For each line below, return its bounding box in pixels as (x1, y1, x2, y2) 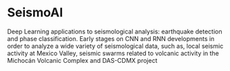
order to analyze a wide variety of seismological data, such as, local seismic (7, 42, 224, 50)
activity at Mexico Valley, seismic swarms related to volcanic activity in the (7, 49, 220, 57)
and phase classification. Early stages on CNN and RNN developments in (7, 34, 215, 42)
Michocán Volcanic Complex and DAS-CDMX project (7, 56, 157, 64)
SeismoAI (7, 5, 64, 20)
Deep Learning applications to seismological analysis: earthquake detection (7, 27, 222, 35)
